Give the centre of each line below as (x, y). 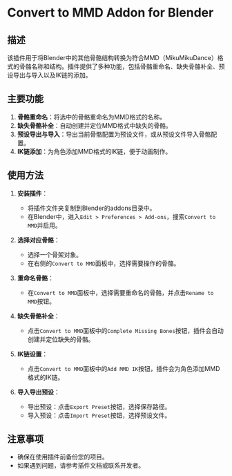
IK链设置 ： (32, 354)
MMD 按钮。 (41, 301)
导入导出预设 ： (38, 392)
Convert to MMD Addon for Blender (110, 13)
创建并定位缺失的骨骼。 (61, 339)
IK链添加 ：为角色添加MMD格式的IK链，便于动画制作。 (94, 151)
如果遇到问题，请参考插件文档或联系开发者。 (81, 466)
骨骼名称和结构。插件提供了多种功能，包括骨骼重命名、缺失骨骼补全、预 (122, 66)
